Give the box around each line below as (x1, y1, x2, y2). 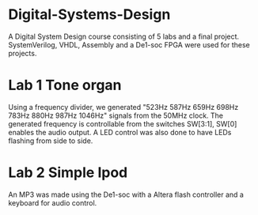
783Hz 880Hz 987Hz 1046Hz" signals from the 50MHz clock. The (8, 111, 224, 120)
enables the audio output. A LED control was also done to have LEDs (8, 127, 232, 137)
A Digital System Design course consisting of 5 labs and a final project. (8, 32, 240, 41)
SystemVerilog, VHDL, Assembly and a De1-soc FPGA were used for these (8, 40, 251, 49)
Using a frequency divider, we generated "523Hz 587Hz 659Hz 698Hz (8, 102, 239, 111)
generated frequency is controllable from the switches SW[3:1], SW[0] (8, 119, 237, 128)
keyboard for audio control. (8, 198, 97, 207)
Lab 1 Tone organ (8, 77, 122, 94)
